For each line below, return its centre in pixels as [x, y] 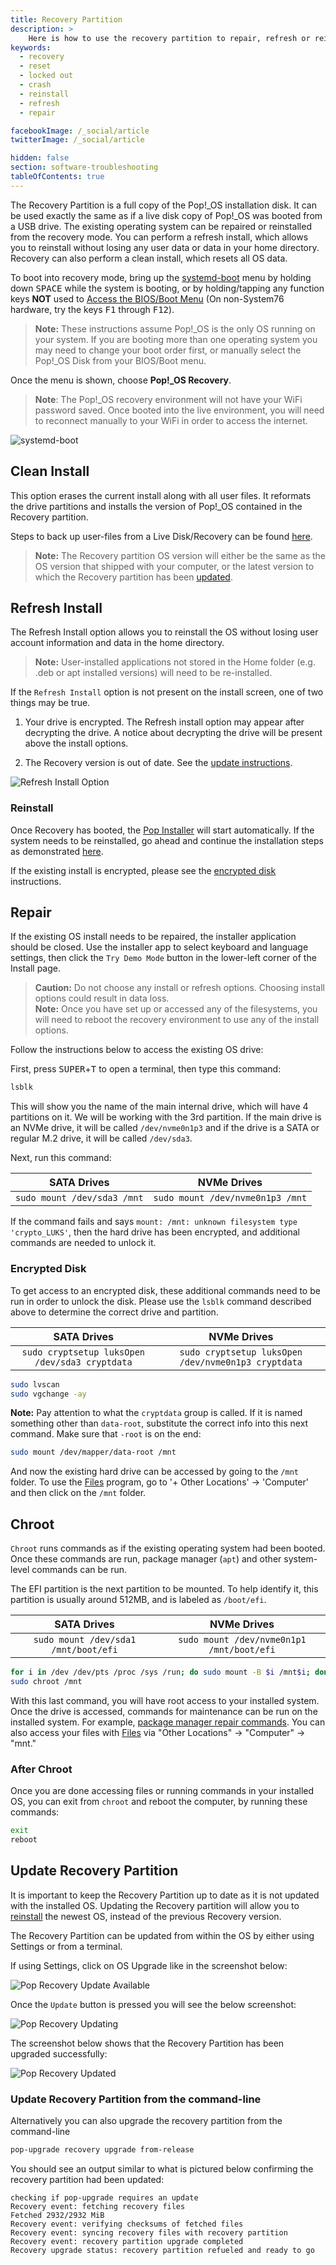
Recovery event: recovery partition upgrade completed [127, 2241]
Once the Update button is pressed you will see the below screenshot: [153, 2004]
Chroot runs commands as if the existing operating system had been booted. [168, 1548]
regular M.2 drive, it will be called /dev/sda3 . [101, 1138]
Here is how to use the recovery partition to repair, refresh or [169, 38]
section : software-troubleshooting [84, 167]
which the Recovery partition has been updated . [133, 577]
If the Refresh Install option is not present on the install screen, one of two [167, 692]
